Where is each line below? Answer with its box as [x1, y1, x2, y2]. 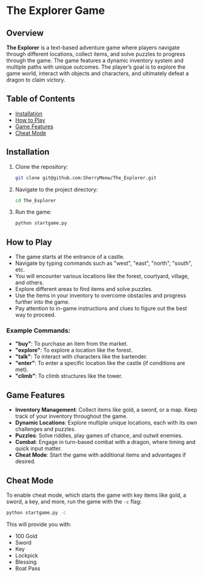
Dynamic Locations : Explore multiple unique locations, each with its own [15, 419, 198, 426]
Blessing [15, 558, 37, 565]
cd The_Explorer [15, 197, 56, 203]
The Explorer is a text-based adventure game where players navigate [6, 44, 180, 51]
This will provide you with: [6, 521, 72, 528]
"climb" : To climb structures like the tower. [15, 372, 123, 380]
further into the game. [15, 298, 70, 306]
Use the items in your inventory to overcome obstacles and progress [15, 292, 187, 299]
